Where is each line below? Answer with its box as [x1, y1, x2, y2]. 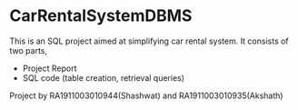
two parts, [9, 45, 48, 55]
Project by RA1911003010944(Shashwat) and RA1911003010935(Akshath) [9, 90, 283, 101]
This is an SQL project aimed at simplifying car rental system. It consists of [9, 35, 289, 46]
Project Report [22, 63, 77, 74]
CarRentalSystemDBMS [9, 5, 193, 26]
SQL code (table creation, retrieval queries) [22, 72, 184, 83]
